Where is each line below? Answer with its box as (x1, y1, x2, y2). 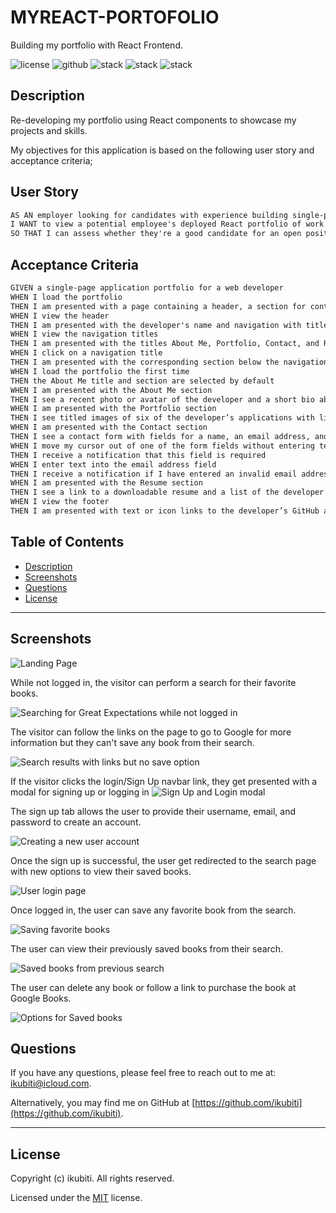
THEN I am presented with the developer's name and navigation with (10, 320, 302, 330)
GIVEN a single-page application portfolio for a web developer (10, 283, 284, 293)
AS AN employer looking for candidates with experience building (10, 210, 288, 220)
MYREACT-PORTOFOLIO (10, 6, 220, 29)
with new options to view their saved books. (10, 865, 192, 877)
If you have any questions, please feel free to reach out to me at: (10, 1067, 277, 1079)
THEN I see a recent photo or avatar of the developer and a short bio (10, 394, 315, 405)
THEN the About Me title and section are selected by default (10, 376, 275, 386)
